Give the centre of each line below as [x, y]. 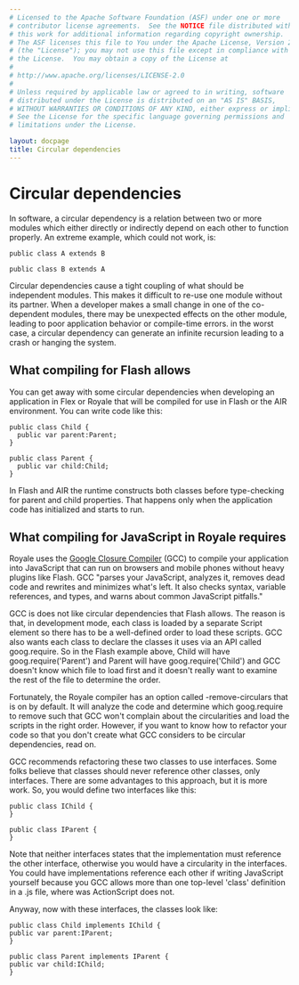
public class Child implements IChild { [85, 926]
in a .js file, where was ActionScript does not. [92, 892]
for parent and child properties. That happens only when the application [141, 500]
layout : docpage [39, 142]
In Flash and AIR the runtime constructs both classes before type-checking [147, 490]
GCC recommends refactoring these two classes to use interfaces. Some [143, 761]
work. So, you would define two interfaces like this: [103, 790]
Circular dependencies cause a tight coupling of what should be [127, 285]
